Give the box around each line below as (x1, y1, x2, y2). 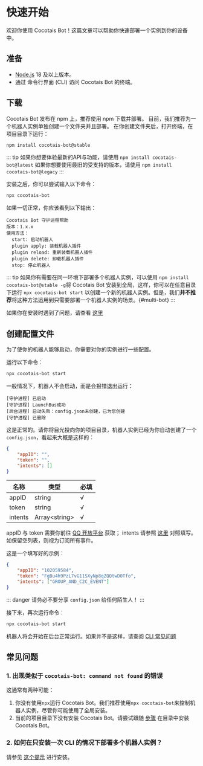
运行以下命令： (6, 359, 43, 366)
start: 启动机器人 (11, 237, 53, 243)
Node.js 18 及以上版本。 (14, 71, 75, 78)
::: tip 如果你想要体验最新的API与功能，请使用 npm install (6, 153, 150, 161)
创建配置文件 (6, 329, 54, 339)
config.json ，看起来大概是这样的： (6, 434, 95, 441)
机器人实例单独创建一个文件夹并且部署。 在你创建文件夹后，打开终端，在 (11, 122, 193, 130)
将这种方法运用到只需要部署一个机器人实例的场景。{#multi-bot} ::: (11, 297, 175, 304)
